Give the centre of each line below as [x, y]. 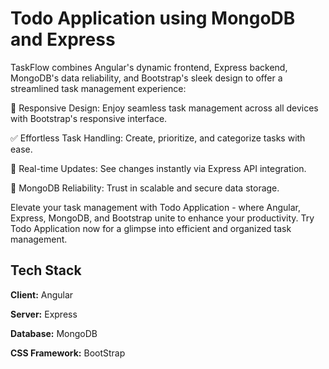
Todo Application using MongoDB [153, 18]
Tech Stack [46, 270]
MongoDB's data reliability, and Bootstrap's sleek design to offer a [146, 78]
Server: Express [44, 314]
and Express [63, 39]
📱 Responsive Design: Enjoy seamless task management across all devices [164, 108]
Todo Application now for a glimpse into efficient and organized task [151, 228]
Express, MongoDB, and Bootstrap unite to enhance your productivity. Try [162, 218]
